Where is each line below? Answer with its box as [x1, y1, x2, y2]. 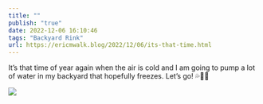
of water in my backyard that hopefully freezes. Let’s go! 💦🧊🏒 [8, 71, 210, 81]
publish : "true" [8, 19, 62, 27]
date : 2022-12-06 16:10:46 [8, 26, 98, 34]
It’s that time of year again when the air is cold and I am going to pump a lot [8, 63, 256, 72]
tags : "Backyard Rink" [8, 33, 84, 42]
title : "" [8, 11, 41, 20]
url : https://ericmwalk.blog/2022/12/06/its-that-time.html [8, 41, 213, 49]
